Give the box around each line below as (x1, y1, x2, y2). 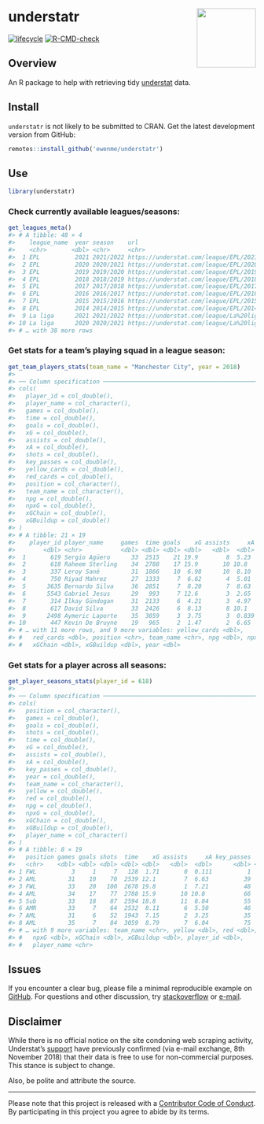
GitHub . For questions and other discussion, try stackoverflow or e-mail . (8, 992, 242, 1001)
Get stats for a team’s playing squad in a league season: (8, 345, 225, 356)
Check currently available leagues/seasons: (8, 206, 181, 217)
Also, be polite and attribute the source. (8, 1076, 136, 1085)
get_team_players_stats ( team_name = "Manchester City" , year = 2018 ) (8, 363, 241, 371)
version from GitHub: (8, 130, 76, 139)
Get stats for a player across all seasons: (8, 660, 167, 671)
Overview (8, 57, 57, 70)
